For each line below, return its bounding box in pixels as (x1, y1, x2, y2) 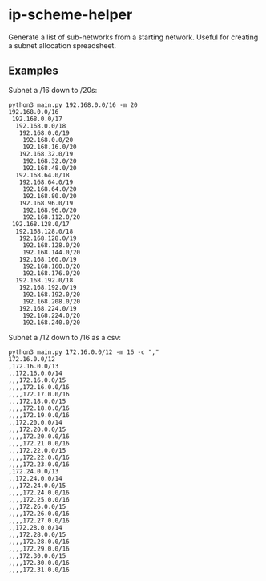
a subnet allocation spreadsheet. (8, 40, 116, 50)
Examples (8, 64, 58, 78)
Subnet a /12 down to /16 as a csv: (8, 332, 122, 342)
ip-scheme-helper (8, 6, 133, 24)
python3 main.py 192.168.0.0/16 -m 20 (8, 100, 138, 109)
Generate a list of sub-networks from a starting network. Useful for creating (8, 32, 259, 42)
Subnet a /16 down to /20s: (8, 85, 98, 95)
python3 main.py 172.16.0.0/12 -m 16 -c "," (8, 347, 159, 356)
